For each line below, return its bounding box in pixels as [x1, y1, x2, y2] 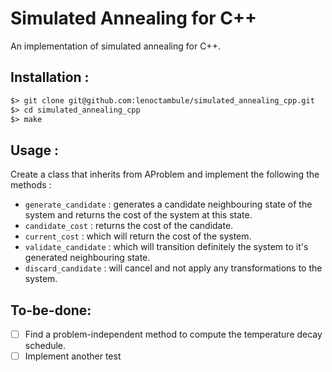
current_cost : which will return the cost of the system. [24, 230, 252, 242]
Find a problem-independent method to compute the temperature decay [24, 328, 323, 340]
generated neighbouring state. [24, 252, 151, 264]
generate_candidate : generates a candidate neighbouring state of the [24, 198, 313, 211]
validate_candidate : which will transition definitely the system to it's [24, 241, 309, 253]
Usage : [10, 142, 60, 159]
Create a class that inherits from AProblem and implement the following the [10, 168, 320, 181]
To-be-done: [10, 302, 92, 319]
